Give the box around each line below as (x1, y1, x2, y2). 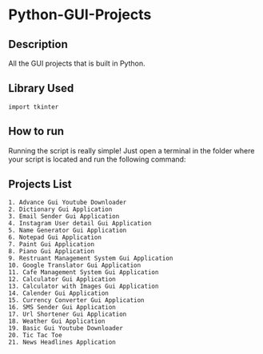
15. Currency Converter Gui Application (8, 296, 145, 304)
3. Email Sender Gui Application (8, 213, 120, 221)
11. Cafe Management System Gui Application (8, 268, 159, 276)
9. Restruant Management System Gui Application (8, 254, 173, 263)
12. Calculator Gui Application (8, 276, 116, 284)
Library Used (8, 82, 74, 95)
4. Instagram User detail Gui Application (8, 220, 152, 228)
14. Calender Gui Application (8, 289, 110, 297)
